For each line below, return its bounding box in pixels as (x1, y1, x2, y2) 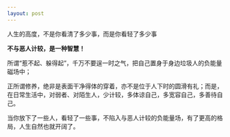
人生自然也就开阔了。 (18, 122, 79, 130)
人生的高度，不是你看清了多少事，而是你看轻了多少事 (7, 29, 157, 38)
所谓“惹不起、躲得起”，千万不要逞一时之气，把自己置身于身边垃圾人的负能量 (7, 59, 222, 67)
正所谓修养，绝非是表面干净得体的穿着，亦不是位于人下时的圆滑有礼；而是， (7, 82, 223, 90)
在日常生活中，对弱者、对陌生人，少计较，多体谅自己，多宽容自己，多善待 (7, 90, 217, 99)
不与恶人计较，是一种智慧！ (7, 44, 86, 52)
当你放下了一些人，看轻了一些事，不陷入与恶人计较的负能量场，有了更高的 (7, 114, 217, 122)
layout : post (7, 10, 44, 17)
